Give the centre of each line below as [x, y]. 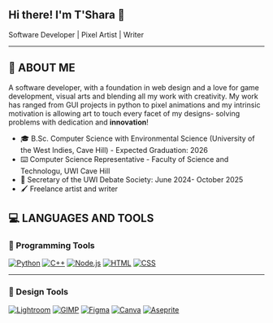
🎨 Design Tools [39, 292]
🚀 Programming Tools [52, 245]
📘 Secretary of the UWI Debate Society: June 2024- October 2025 [132, 179]
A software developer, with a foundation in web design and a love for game [134, 87]
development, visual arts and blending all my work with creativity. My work [133, 96]
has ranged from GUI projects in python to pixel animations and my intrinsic [135, 105]
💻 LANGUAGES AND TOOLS [81, 218]
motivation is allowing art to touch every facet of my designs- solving [124, 113]
